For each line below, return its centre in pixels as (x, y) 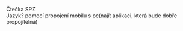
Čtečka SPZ (21, 9)
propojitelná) (22, 22)
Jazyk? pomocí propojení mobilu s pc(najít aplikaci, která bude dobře (92, 15)
